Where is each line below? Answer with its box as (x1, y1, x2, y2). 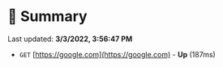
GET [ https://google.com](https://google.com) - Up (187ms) (19, 49, 216, 59)
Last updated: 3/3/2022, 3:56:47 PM (7, 34, 133, 44)
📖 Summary (7, 7, 88, 26)
